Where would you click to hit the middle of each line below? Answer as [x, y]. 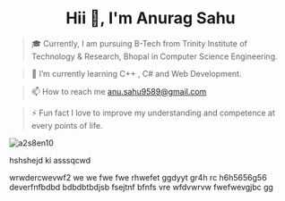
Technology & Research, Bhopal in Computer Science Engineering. [154, 56]
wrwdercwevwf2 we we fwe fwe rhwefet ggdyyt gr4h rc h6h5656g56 [138, 177]
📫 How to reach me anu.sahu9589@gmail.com [119, 91]
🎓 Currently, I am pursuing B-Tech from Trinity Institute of [139, 43]
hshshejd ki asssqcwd [50, 160]
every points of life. [67, 125]
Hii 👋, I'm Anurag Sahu [151, 18]
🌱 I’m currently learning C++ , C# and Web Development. [136, 73]
